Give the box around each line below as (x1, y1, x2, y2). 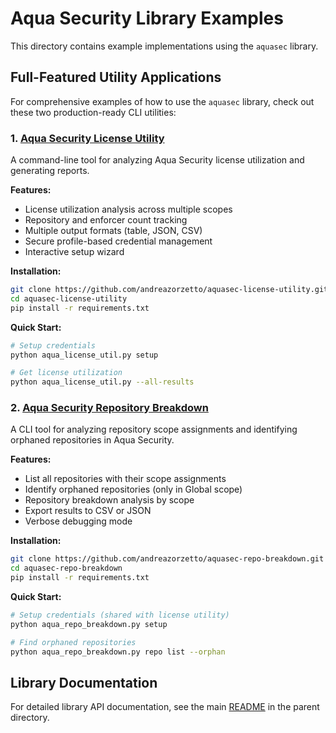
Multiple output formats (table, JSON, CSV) (24, 225, 203, 237)
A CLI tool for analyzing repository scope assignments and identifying (10, 423, 298, 436)
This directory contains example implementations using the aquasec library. (10, 40, 319, 52)
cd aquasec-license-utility (10, 293, 128, 304)
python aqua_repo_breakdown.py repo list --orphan (10, 647, 226, 657)
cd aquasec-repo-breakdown (10, 563, 123, 574)
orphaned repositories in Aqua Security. (10, 434, 175, 446)
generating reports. (10, 165, 90, 177)
